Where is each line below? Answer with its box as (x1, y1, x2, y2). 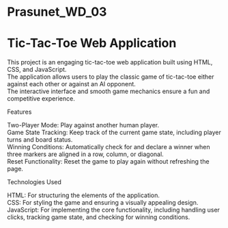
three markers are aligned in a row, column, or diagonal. (7, 150, 164, 158)
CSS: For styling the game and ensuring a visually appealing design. (7, 199, 199, 207)
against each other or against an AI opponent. (7, 80, 137, 88)
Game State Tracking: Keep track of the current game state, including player (7, 128, 222, 137)
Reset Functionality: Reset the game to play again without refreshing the (7, 157, 210, 166)
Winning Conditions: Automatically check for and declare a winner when (7, 143, 210, 151)
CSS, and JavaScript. (7, 66, 67, 74)
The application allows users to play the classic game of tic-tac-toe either (7, 73, 214, 81)
